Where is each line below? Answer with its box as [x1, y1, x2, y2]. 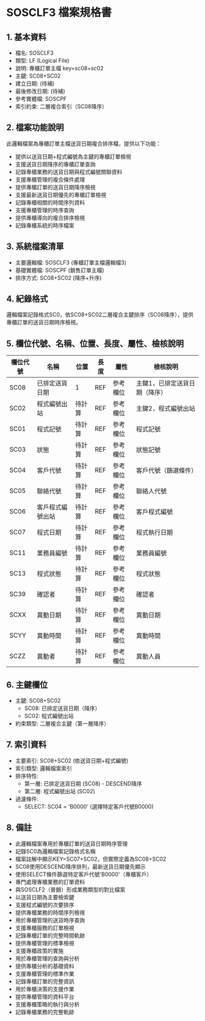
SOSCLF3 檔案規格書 [6, 6, 112, 20]
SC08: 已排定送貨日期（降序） [24, 705, 101, 712]
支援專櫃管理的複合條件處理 [15, 176, 85, 183]
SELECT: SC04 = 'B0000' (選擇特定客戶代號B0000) [24, 802, 154, 810]
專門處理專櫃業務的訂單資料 [15, 878, 85, 885]
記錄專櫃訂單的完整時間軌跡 [15, 932, 85, 939]
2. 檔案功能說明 [6, 122, 64, 133]
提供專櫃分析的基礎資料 [15, 962, 74, 970]
